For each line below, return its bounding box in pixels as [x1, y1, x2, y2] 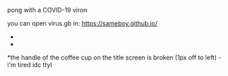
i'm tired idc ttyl [7, 61, 52, 68]
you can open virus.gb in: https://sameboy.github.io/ [7, 19, 158, 27]
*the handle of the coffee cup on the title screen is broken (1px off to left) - [7, 53, 222, 61]
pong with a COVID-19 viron [7, 6, 87, 14]
